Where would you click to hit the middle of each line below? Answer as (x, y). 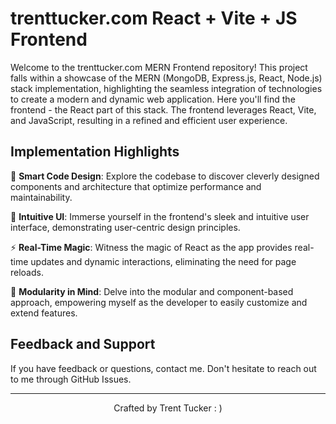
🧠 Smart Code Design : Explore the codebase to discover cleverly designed (165, 176)
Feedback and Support (83, 344)
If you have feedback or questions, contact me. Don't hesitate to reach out (163, 368)
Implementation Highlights (95, 152)
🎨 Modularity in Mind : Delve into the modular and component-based (152, 291)
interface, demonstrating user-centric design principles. (125, 227)
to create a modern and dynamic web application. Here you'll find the (153, 99)
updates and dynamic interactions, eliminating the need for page (163, 261)
